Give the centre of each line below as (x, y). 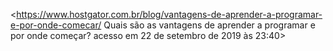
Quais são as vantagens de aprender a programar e (209, 25)
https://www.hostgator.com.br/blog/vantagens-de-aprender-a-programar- (169, 14)
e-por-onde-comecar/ (56, 25)
